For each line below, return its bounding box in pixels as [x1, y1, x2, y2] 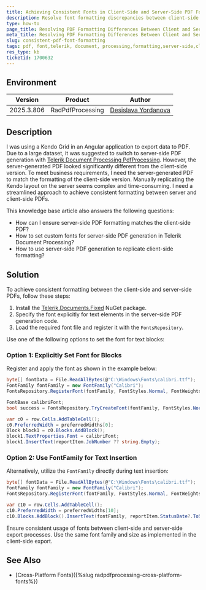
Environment [6, 77, 57, 88]
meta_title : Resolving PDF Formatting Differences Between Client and [6, 32, 191, 38]
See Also [6, 555, 41, 565]
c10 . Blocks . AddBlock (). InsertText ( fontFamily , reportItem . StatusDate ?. [6, 513, 193, 519]
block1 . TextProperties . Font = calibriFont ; [6, 433, 120, 440]
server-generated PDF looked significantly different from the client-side [6, 163, 188, 170]
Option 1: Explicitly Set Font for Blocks [6, 351, 122, 359]
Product [65, 96, 90, 104]
